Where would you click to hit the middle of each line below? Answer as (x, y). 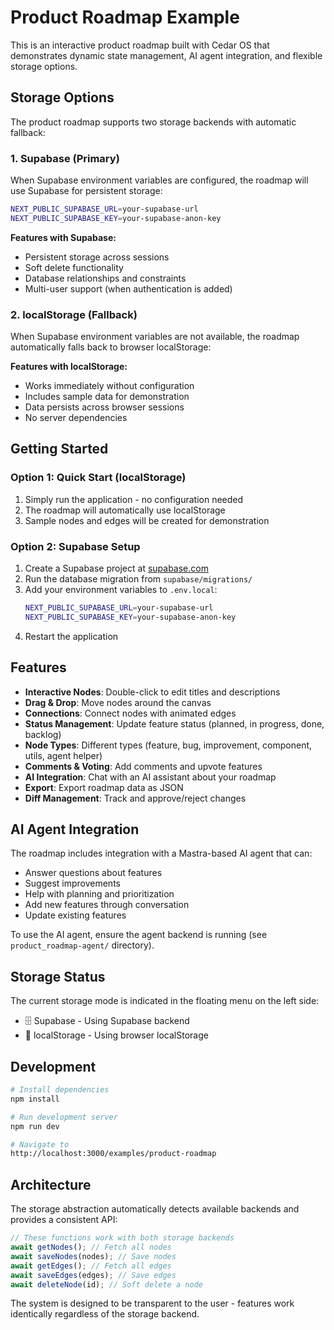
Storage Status (58, 976)
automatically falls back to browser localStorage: (111, 347)
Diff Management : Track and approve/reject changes (135, 798)
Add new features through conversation (107, 905)
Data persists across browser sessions (104, 407)
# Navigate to (40, 1144)
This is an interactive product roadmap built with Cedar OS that (140, 45)
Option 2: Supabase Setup (75, 546)
